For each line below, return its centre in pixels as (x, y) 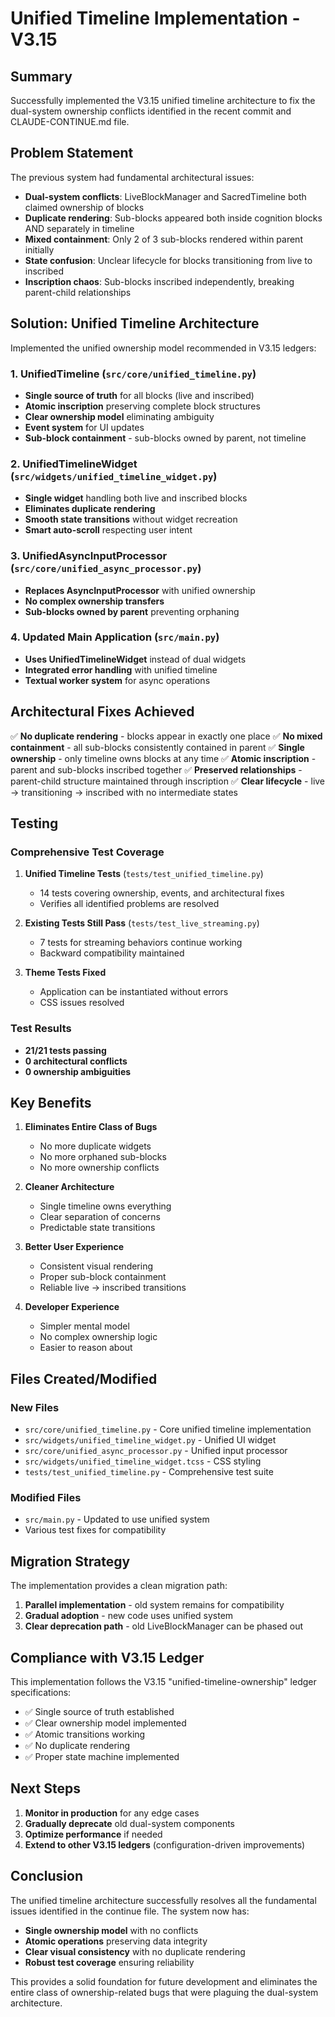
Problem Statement (72, 153)
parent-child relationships (78, 292)
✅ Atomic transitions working (85, 1734)
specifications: (41, 1693)
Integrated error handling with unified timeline (121, 669)
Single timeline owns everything (105, 1206)
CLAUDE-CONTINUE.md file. (70, 121)
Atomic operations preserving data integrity (116, 1941)
